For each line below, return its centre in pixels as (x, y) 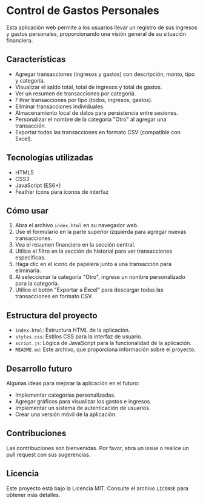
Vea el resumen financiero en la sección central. (75, 245)
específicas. (30, 258)
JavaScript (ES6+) (38, 185)
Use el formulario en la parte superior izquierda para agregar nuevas (101, 232)
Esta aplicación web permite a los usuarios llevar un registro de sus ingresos (102, 27)
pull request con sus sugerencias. (48, 454)
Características (36, 59)
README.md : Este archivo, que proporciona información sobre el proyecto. (105, 349)
